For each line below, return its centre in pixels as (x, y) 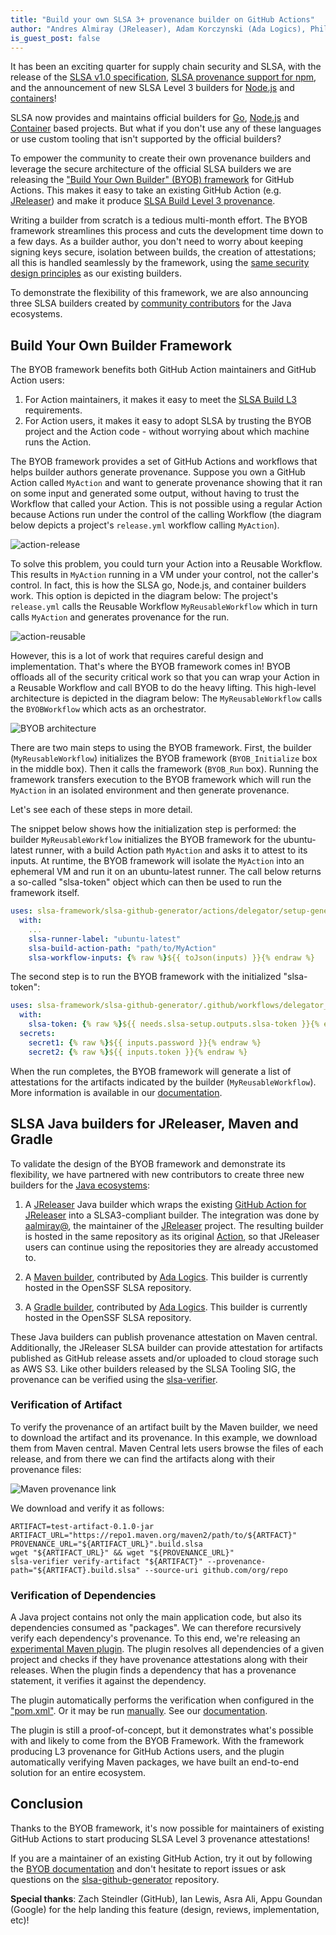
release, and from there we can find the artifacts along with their (143, 1458)
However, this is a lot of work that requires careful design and (137, 656)
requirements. (53, 410)
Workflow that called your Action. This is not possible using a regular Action (166, 504)
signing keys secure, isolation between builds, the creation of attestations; (163, 252)
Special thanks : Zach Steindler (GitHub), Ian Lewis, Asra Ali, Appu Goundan (166, 1898)
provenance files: (46, 1469)
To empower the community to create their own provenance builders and (161, 158)
